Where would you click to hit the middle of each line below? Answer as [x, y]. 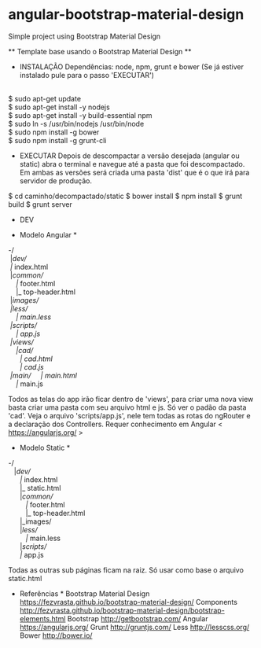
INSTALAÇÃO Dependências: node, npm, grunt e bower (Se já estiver [131, 66]
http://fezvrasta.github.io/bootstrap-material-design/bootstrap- [122, 610]
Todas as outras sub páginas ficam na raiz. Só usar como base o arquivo [126, 570]
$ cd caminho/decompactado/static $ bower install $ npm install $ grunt [125, 196]
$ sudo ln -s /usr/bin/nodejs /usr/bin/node [76, 123]
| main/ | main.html [43, 375]
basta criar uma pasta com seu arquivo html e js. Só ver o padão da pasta [127, 407]
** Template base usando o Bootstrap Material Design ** [100, 51]
